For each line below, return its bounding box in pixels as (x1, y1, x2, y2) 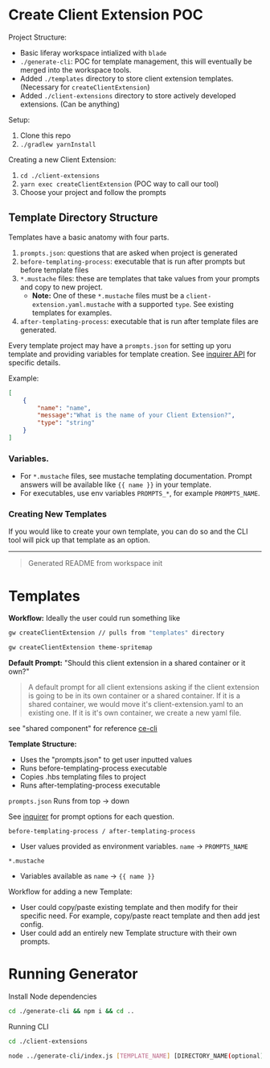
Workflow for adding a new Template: (8, 887, 133, 896)
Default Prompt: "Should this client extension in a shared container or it (8, 659, 246, 668)
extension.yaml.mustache (31, 301, 116, 309)
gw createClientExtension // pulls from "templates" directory (8, 629, 225, 638)
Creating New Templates (8, 509, 107, 520)
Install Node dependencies (8, 991, 97, 1001)
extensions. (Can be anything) (19, 99, 121, 109)
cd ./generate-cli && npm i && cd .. (8, 1008, 135, 1016)
